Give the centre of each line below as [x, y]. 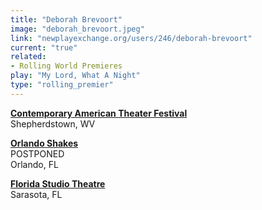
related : [28, 57]
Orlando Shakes [44, 143]
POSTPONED [37, 153]
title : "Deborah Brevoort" [66, 19]
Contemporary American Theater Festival [99, 113]
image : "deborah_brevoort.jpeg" [77, 29]
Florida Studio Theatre [58, 183]
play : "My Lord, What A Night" [75, 76]
